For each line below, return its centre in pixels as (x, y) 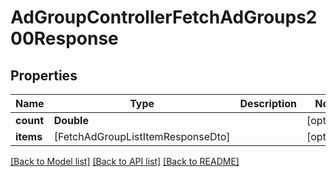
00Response (64, 38)
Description (268, 103)
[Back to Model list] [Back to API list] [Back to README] (125, 161)
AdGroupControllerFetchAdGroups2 (164, 17)
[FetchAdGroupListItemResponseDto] (142, 136)
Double (71, 120)
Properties (44, 75)
